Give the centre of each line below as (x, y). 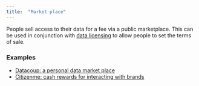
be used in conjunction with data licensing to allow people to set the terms (99, 35)
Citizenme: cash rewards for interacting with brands (80, 76)
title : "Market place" (36, 12)
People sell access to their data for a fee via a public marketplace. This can (100, 29)
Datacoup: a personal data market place (65, 70)
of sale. (16, 41)
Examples (21, 57)
